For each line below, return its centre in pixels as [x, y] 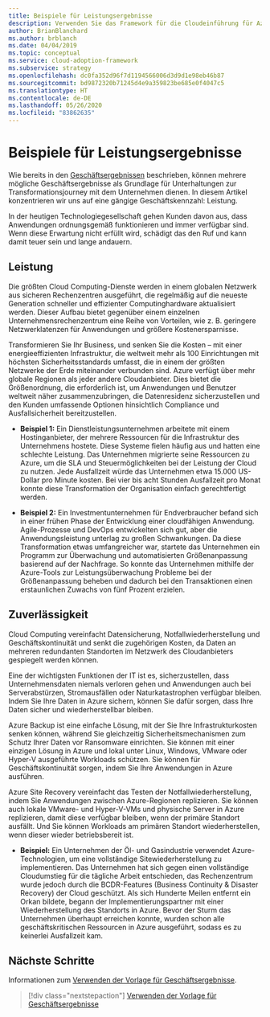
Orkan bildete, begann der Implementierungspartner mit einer [122, 901]
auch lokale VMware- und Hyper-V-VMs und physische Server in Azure [127, 809]
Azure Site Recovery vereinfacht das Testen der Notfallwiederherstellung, [130, 792]
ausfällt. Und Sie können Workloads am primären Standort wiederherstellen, [134, 826]
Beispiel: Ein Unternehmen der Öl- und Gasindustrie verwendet [125, 850]
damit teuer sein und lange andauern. [70, 241]
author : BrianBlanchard [48, 31]
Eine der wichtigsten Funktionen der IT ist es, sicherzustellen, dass [119, 675]
